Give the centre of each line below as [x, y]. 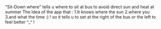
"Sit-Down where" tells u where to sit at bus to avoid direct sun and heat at [80, 7]
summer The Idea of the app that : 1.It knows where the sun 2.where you [77, 12]
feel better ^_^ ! [20, 22]
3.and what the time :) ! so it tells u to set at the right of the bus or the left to [80, 17]
